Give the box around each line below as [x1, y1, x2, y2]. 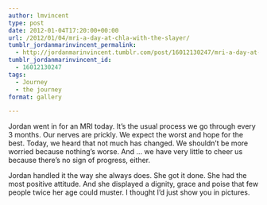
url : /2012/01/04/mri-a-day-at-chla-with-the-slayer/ [8, 33, 191, 42]
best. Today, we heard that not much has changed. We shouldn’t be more [8, 138, 249, 148]
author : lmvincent [8, 11, 69, 20]
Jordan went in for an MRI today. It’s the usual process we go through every [8, 122, 256, 131]
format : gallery [8, 93, 62, 101]
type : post [8, 19, 44, 27]
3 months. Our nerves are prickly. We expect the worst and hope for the [8, 130, 244, 140]
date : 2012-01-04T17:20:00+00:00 [8, 26, 119, 34]
